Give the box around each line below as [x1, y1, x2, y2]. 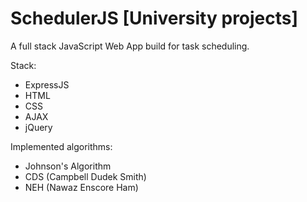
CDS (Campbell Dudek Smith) [24, 170, 147, 182]
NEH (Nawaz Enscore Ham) [24, 181, 139, 193]
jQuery [24, 121, 53, 133]
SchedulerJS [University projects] [10, 7, 299, 30]
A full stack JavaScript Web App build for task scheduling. [10, 40, 250, 52]
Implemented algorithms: [10, 140, 113, 152]
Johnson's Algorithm [24, 160, 112, 172]
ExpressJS [24, 78, 70, 91]
